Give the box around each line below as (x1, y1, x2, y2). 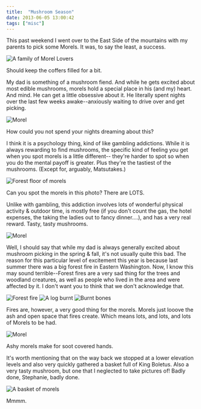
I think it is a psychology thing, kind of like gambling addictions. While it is (6, 140, 190, 147)
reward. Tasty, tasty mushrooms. (6, 220, 88, 228)
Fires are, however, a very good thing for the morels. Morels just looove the (6, 306, 194, 314)
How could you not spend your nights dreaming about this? (6, 128, 154, 136)
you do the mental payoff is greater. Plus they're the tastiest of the (6, 159, 171, 167)
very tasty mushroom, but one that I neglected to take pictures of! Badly (6, 367, 186, 374)
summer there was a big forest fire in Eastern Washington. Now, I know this (6, 263, 194, 270)
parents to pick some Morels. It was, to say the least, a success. (6, 43, 166, 50)
